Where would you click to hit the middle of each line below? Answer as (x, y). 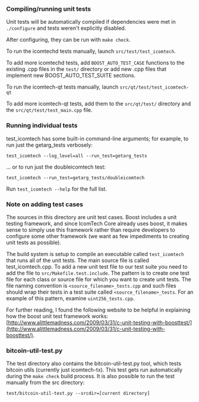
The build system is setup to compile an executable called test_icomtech (95, 254)
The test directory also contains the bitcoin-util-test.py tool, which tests (94, 364)
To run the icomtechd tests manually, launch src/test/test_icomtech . (91, 51)
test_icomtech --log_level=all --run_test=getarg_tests (77, 156)
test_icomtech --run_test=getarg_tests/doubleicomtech (75, 177)
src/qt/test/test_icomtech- (154, 88)
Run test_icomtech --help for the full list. (56, 189)
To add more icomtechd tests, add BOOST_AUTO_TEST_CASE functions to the (95, 63)
